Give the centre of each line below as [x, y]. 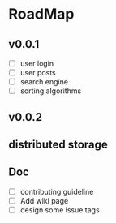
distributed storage [58, 145]
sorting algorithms [51, 91]
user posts [38, 73]
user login [37, 63]
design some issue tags [60, 210]
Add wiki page [44, 200]
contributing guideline [57, 191]
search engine [44, 82]
